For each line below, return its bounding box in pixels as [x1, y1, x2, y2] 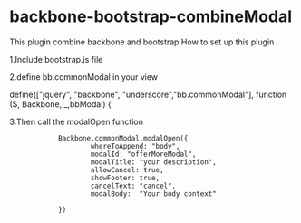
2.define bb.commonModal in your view [9, 71, 159, 82]
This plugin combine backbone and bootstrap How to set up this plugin [9, 36, 275, 47]
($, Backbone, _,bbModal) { [9, 98, 112, 110]
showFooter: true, [90, 173, 160, 182]
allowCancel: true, [90, 165, 165, 174]
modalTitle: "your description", [90, 157, 218, 167]
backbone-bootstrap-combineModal [9, 6, 293, 27]
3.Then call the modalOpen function [9, 116, 143, 127]
